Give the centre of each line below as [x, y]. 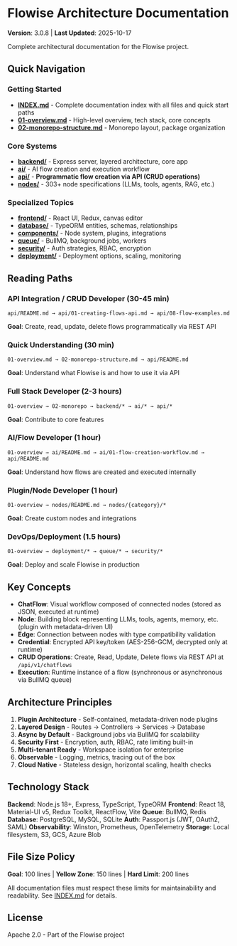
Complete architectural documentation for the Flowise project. [98, 46]
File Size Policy [42, 857]
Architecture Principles [60, 702]
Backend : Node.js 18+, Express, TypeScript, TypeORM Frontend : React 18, [116, 804]
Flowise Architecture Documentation [118, 13]
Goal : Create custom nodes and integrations [72, 518]
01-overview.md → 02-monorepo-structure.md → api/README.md [98, 360]
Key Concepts [39, 587]
